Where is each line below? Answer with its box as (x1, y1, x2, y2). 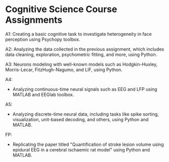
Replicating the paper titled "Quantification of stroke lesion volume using (12, 141, 164, 147)
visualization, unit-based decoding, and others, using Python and (12, 116, 149, 122)
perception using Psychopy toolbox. (5, 36, 80, 42)
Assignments (5, 14, 63, 26)
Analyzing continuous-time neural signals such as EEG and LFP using (12, 86, 158, 92)
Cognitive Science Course (5, 4, 117, 15)
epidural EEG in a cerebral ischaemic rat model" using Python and (12, 146, 150, 152)
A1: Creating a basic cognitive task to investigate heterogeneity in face (5, 31, 152, 37)
